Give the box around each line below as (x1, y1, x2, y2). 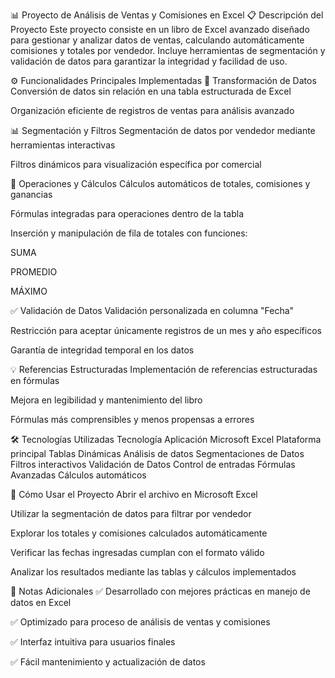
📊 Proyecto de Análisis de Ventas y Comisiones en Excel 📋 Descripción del (10, 9, 324, 21)
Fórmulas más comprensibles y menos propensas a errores (10, 414, 255, 425)
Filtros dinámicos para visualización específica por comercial (10, 159, 262, 170)
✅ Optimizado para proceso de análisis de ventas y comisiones (10, 616, 271, 628)
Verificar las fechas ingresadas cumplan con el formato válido (10, 547, 265, 558)
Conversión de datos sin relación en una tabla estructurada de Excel (10, 85, 292, 97)
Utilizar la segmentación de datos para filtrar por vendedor (10, 508, 252, 519)
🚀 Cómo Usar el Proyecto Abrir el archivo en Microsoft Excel (10, 489, 258, 500)
